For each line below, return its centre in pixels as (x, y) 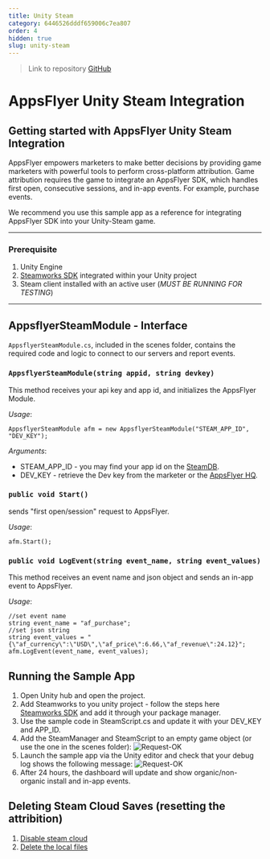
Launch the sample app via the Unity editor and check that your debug (137, 755)
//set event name (37, 617)
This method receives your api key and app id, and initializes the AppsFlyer (133, 390)
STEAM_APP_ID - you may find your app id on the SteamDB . (119, 466)
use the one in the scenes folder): (76, 746)
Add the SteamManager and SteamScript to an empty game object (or (136, 738)
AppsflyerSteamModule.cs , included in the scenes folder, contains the (122, 345)
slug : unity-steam (39, 46)
